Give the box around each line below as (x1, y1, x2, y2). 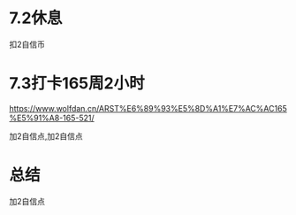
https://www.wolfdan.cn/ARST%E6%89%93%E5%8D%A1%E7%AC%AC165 (9, 103, 287, 113)
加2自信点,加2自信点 (9, 130, 84, 142)
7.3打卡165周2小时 (9, 73, 145, 94)
